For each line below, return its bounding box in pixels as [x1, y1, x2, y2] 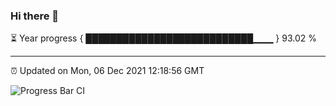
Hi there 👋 [10, 9, 60, 23]
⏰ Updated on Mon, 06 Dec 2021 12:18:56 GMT [10, 65, 205, 77]
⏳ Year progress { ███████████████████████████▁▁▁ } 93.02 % [10, 32, 318, 44]
